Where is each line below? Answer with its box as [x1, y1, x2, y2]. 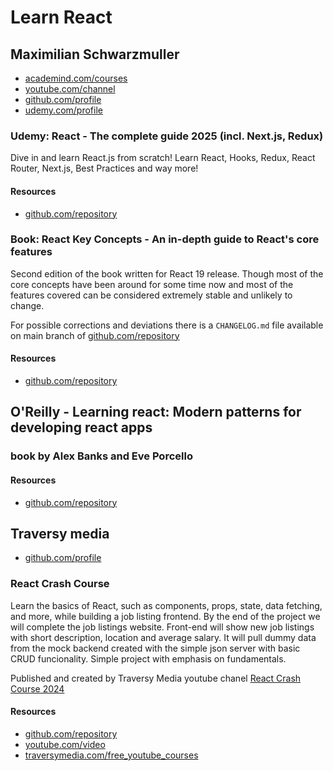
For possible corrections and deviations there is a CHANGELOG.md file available [10, 319, 324, 331]
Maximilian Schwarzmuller [10, 46, 180, 63]
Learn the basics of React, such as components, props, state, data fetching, [10, 599, 323, 611]
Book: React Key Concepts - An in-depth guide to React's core [10, 232, 320, 246]
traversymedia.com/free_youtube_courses [24, 749, 199, 761]
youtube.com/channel [24, 83, 116, 95]
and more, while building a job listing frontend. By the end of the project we [10, 610, 321, 622]
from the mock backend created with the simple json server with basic [10, 642, 301, 654]
